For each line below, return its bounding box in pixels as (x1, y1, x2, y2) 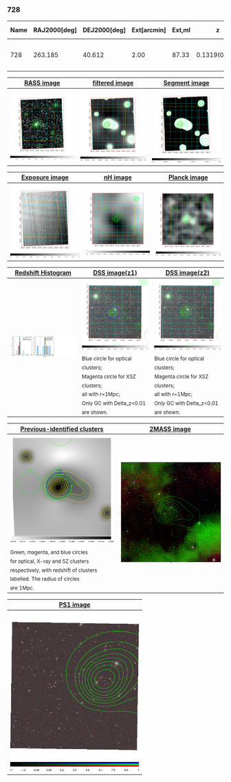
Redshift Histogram (14, 269, 72, 277)
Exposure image (21, 173, 69, 181)
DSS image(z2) (165, 269, 210, 277)
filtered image (92, 79, 134, 87)
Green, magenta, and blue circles (10, 548, 88, 556)
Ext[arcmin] (131, 26, 166, 34)
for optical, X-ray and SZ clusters (10, 558, 89, 565)
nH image (103, 173, 132, 181)
